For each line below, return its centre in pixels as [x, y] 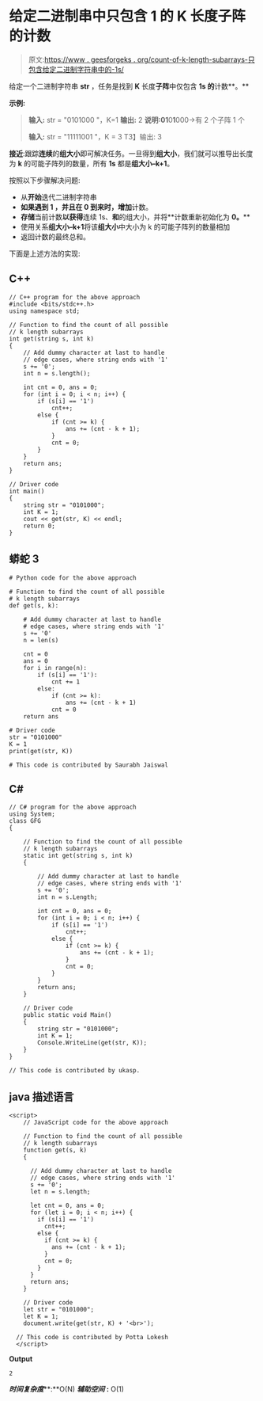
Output [21, 1359]
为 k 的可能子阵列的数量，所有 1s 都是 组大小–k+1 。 [92, 163]
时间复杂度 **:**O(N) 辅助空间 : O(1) [67, 1389]
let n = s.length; [60, 1192]
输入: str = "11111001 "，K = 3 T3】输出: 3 [95, 136]
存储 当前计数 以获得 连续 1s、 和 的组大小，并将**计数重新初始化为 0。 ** [135, 217]
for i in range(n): [55, 668]
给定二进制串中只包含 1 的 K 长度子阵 [127, 16]
